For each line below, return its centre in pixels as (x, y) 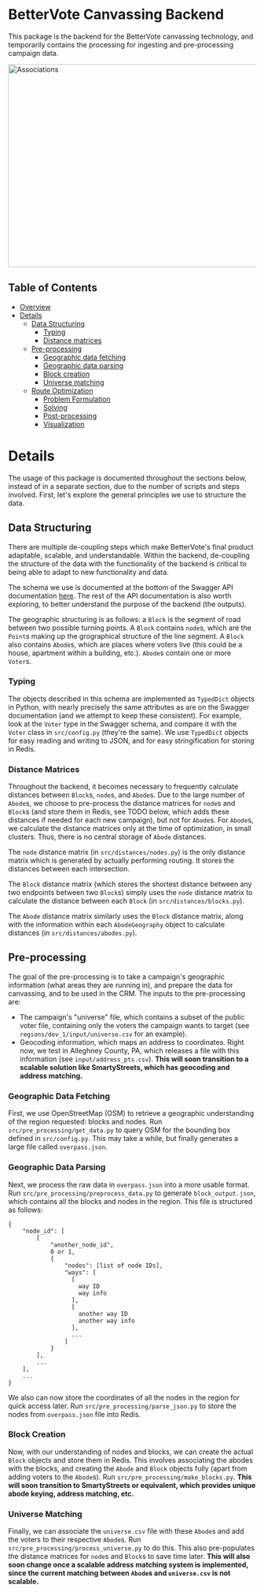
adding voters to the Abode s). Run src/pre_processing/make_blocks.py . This (130, 1477)
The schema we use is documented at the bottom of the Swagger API (121, 587)
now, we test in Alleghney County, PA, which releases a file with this (129, 1050)
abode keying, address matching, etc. (71, 1493)
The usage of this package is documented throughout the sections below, (128, 478)
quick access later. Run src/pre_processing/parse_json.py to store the (123, 1406)
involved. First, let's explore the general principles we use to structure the (127, 494)
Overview (35, 307)
